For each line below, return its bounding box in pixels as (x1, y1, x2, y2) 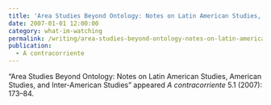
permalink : (8, 34, 45, 43)
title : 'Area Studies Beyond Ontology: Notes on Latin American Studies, (8, 11, 262, 20)
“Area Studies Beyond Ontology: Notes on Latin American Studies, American (8, 72, 262, 81)
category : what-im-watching (8, 27, 103, 35)
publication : (8, 42, 52, 50)
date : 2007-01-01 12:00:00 (8, 19, 99, 27)
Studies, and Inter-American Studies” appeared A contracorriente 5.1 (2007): (8, 80, 263, 90)
